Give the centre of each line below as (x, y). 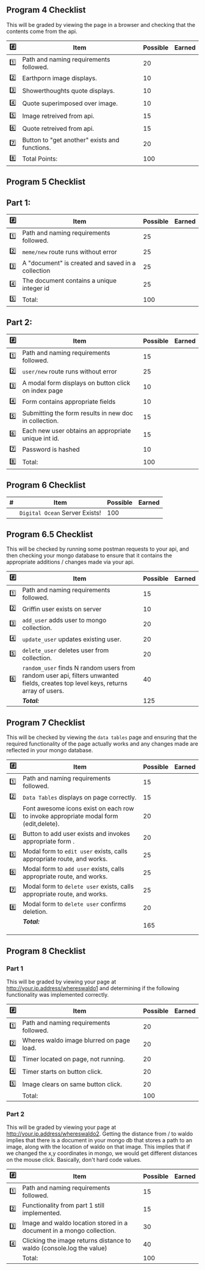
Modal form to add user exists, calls (74, 869)
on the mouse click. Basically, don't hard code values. (74, 1160)
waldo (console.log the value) (65, 1248)
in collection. (41, 420)
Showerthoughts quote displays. (68, 91)
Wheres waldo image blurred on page (76, 1040)
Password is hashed (51, 450)
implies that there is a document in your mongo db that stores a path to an (99, 1140)
